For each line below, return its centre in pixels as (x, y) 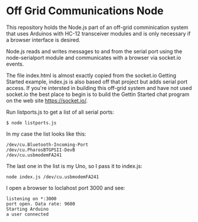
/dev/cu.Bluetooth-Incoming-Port (47, 144)
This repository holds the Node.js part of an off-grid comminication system (97, 27)
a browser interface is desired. (43, 40)
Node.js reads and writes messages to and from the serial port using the (94, 51)
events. (15, 64)
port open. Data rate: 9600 (41, 204)
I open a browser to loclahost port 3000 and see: (66, 188)
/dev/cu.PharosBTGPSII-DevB (41, 150)
